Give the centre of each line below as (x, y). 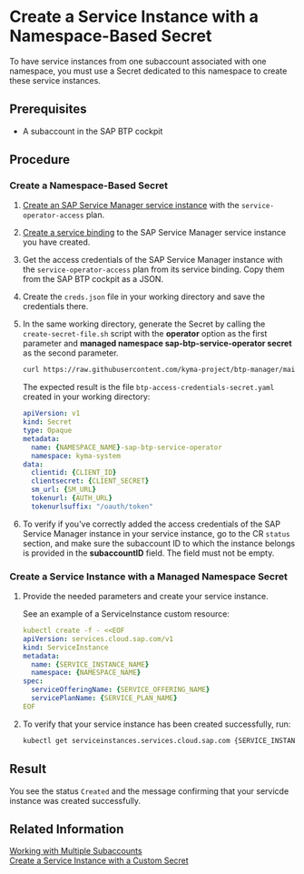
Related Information (67, 829)
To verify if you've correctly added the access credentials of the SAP (152, 524)
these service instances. (55, 80)
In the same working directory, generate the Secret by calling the (144, 324)
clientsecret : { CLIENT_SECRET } (90, 481)
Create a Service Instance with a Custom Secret (99, 860)
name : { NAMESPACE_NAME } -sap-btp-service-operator (127, 447)
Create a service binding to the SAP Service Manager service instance (154, 233)
